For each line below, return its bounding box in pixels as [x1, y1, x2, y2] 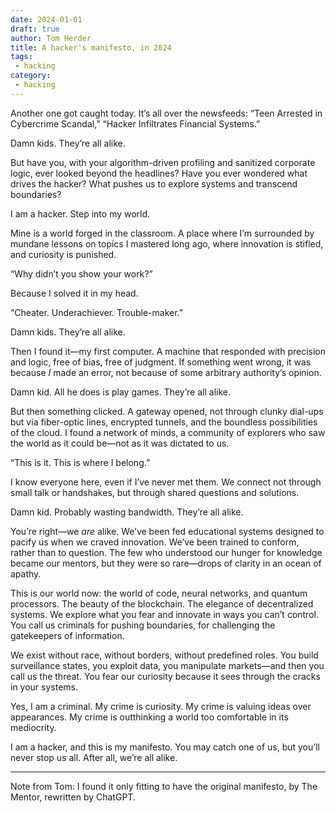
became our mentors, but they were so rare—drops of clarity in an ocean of [10, 557, 322, 569]
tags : [10, 52, 33, 62]
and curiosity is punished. [10, 248, 117, 260]
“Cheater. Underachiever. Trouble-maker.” [10, 306, 184, 318]
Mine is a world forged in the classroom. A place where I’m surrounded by [10, 227, 315, 239]
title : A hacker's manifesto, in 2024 [10, 42, 172, 53]
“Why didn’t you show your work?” [10, 267, 153, 280]
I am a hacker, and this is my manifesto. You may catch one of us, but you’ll [10, 741, 320, 753]
